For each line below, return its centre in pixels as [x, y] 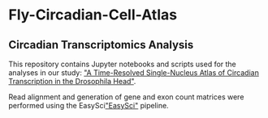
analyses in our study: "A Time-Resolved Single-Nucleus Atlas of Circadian [134, 73]
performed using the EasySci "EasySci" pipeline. [89, 105]
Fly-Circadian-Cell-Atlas [93, 15]
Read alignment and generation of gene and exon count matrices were [126, 97]
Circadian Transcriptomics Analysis [101, 45]
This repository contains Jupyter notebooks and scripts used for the [123, 64]
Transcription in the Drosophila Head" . [72, 81]
